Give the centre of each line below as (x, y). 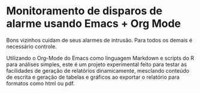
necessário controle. (31, 46)
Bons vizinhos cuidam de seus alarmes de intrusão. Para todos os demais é (99, 40)
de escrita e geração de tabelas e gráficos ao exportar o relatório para (93, 77)
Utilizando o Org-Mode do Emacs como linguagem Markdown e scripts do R (100, 58)
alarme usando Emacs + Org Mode (94, 24)
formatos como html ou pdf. (40, 83)
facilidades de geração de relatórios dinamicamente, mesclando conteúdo (98, 70)
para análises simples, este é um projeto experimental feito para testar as (97, 64)
